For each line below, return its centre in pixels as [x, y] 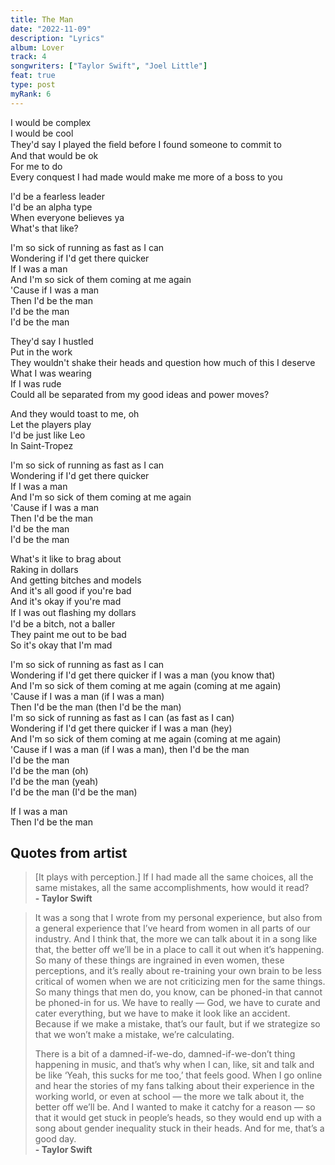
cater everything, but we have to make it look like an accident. [162, 1013]
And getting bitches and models [76, 580]
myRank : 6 [31, 94]
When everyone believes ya [67, 217]
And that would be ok [54, 155]
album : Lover [37, 47]
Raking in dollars [44, 569]
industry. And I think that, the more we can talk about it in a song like [176, 939]
